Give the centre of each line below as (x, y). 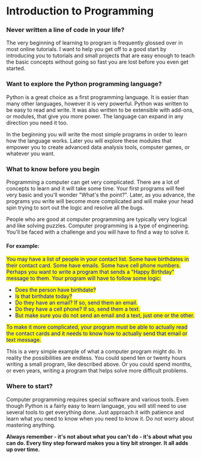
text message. (24, 340)
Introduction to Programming (80, 11)
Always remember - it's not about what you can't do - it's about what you (99, 436)
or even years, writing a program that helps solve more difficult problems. (97, 371)
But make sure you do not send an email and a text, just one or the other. (105, 315)
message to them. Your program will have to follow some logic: (84, 278)
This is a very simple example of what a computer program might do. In (94, 351)
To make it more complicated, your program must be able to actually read (97, 327)
